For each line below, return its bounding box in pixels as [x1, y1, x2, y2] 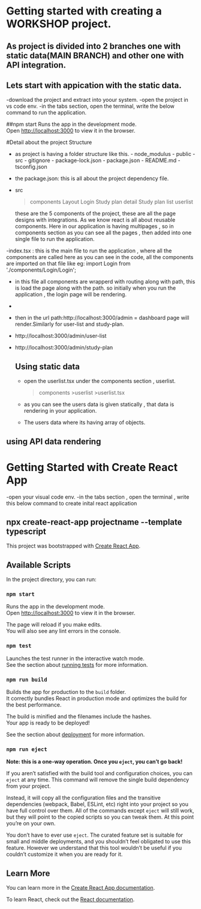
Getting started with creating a [6, 4, 162, 18]
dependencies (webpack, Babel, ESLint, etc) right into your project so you [6, 801, 189, 808]
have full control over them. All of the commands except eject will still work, [6, 807, 194, 814]
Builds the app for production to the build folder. [6, 689, 127, 696]
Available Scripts [6, 560, 71, 570]
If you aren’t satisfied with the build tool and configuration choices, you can [6, 770, 193, 777]
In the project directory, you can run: [6, 576, 97, 583]
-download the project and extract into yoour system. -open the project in [6, 96, 189, 104]
